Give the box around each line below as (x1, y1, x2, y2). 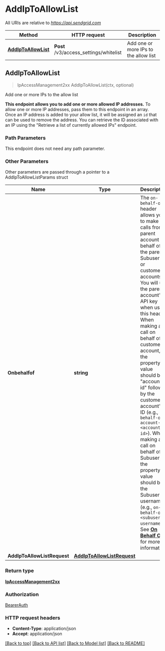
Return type (5, 567, 34, 574)
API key (140, 298, 158, 305)
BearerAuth (5, 602, 28, 608)
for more (140, 539, 161, 545)
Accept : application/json (12, 631, 62, 637)
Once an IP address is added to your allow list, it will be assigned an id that (5, 111, 157, 117)
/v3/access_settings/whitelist (54, 49, 122, 56)
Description (128, 31, 156, 38)
